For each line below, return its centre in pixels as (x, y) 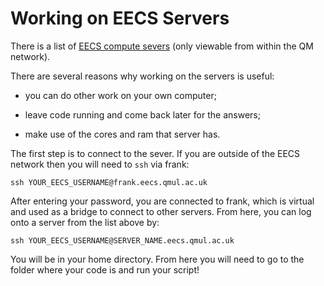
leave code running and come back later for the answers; (142, 114)
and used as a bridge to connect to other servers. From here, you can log (161, 211)
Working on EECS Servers (120, 18)
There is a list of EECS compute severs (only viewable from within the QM (162, 46)
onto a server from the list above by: (85, 222)
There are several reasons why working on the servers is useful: (142, 76)
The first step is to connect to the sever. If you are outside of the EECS (155, 153)
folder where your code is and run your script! (105, 269)
